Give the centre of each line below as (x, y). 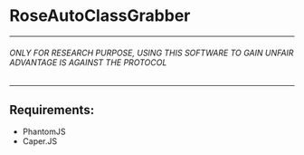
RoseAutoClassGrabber (100, 16)
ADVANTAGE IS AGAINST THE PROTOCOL (88, 62)
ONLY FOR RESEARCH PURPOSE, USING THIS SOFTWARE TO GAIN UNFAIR (152, 53)
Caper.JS (40, 140)
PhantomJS (44, 131)
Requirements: (52, 110)
